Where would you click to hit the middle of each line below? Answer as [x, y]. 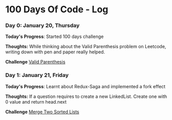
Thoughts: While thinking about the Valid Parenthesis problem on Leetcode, [86, 47]
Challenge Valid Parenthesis [35, 62]
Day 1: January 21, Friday [37, 75]
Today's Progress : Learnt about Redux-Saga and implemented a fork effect [85, 86]
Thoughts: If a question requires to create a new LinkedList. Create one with [86, 96]
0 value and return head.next [36, 102]
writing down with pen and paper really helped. [55, 52]
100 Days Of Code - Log [57, 9]
